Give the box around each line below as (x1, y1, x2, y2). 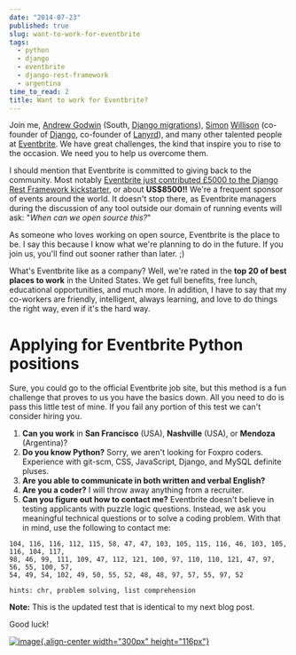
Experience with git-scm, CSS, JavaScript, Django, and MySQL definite (21, 456, 282, 467)
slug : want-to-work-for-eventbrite (9, 29, 141, 38)
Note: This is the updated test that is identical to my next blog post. (9, 602, 255, 612)
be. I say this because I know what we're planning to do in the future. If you (9, 239, 284, 249)
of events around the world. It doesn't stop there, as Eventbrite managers (9, 193, 277, 204)
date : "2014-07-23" (9, 12, 82, 22)
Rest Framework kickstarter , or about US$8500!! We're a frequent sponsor (9, 184, 284, 195)
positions (9, 353, 80, 374)
